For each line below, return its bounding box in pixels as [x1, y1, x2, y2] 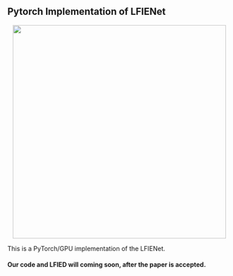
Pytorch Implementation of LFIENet [7, 6, 166, 18]
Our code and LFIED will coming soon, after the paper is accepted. [7, 260, 206, 269]
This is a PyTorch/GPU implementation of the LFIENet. [7, 244, 166, 253]
